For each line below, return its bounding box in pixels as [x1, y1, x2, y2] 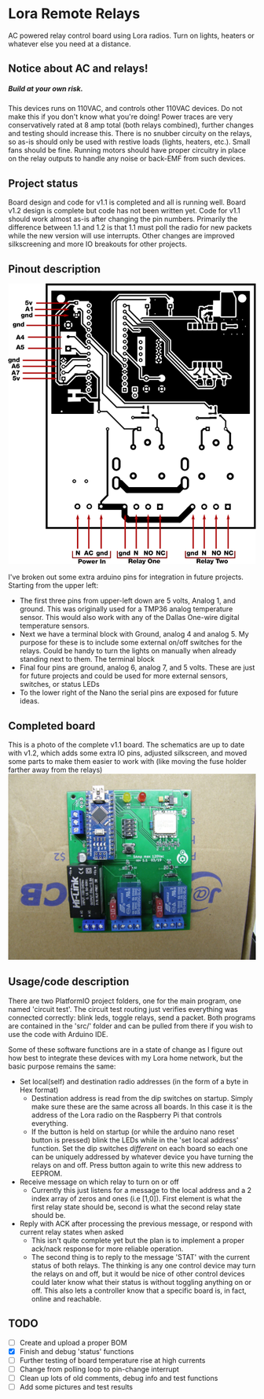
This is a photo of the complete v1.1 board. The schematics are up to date [8, 740, 245, 750]
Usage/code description [8, 975, 130, 988]
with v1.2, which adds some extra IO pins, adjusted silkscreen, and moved [8, 748, 247, 758]
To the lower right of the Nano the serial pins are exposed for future [19, 688, 239, 697]
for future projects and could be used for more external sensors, [19, 671, 228, 681]
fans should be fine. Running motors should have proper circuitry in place [8, 146, 246, 155]
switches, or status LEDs [19, 680, 100, 689]
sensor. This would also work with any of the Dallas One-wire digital [19, 613, 240, 622]
